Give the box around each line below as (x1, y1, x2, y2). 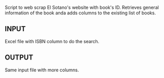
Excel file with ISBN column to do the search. (5, 38, 100, 44)
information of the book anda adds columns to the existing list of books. (5, 10, 156, 16)
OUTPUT (5, 53, 34, 62)
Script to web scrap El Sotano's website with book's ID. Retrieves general (5, 5, 159, 10)
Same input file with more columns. (5, 67, 79, 73)
